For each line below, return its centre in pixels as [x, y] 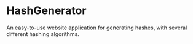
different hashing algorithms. [43, 34]
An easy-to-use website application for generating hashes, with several [97, 28]
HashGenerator [46, 11]
